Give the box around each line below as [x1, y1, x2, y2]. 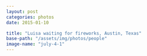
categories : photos [6, 14, 55, 20]
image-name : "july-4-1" [6, 41, 65, 47]
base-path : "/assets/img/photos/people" [6, 36, 108, 42]
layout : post [6, 8, 39, 15]
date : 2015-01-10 [6, 19, 49, 25]
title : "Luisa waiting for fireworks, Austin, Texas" [6, 30, 142, 36]
